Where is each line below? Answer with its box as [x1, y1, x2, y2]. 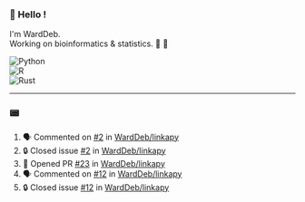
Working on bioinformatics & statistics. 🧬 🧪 [9, 38, 169, 49]
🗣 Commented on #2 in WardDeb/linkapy [22, 131, 180, 142]
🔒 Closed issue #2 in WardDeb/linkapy [22, 145, 166, 156]
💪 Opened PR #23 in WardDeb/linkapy [22, 158, 166, 168]
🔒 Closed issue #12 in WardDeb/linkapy [22, 181, 170, 193]
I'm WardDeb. [9, 29, 61, 40]
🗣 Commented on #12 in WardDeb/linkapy [22, 168, 182, 179]
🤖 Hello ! [9, 8, 47, 21]
